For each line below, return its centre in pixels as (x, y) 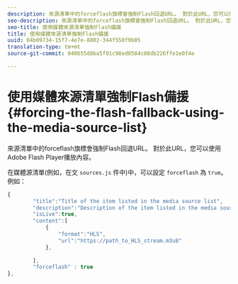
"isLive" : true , (55, 214)
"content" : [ (51, 221)
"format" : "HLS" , (82, 234)
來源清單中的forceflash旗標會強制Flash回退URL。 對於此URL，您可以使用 (114, 148)
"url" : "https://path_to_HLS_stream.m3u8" (120, 241)
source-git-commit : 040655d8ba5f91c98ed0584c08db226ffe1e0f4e (101, 54)
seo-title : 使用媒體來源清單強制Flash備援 (64, 27)
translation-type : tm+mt (44, 47)
